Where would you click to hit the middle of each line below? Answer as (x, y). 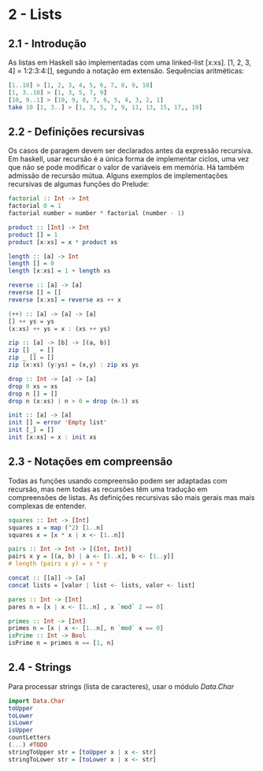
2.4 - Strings (40, 667)
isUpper (21, 730)
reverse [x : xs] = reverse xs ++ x (65, 300)
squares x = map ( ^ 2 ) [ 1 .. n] (56, 528)
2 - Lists (35, 15)
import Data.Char (37, 701)
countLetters (30, 738)
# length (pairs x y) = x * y (58, 564)
